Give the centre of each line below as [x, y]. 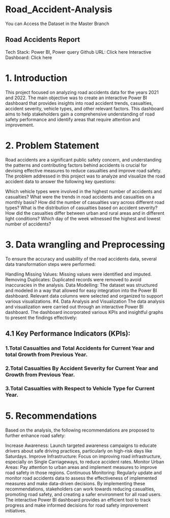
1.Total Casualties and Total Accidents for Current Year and [80, 348]
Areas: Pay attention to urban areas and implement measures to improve [81, 467]
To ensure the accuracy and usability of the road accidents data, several [81, 259]
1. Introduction [36, 78]
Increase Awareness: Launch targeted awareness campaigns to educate [81, 445]
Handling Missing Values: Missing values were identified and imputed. [78, 274]
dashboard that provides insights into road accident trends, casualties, [79, 103]
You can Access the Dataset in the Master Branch [57, 24]
